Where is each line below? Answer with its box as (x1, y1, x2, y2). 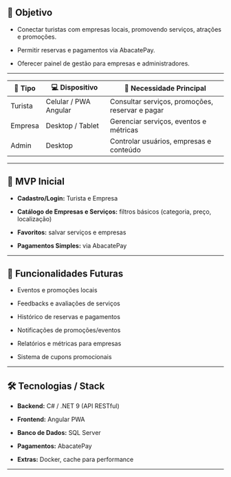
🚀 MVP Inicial (7, 176, 65, 187)
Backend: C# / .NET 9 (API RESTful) (16, 402, 120, 410)
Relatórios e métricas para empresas (16, 339, 122, 348)
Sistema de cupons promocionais (16, 353, 112, 361)
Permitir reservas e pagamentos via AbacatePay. (16, 45, 156, 54)
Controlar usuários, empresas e (109, 136, 212, 145)
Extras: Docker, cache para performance (16, 456, 134, 464)
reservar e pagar (109, 105, 164, 114)
